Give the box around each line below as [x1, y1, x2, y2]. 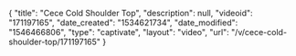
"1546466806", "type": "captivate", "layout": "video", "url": [8, 27, 229, 37]
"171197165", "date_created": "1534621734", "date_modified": [8, 17, 238, 28]
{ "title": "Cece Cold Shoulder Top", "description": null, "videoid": [8, 8, 253, 18]
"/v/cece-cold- [230, 27, 288, 37]
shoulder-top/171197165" [8, 36, 101, 47]
